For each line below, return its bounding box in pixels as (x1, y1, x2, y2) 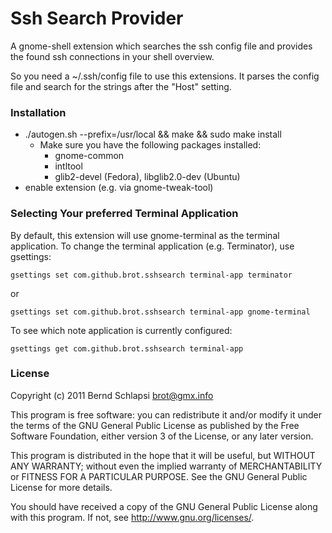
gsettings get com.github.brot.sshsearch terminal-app (10, 343, 244, 354)
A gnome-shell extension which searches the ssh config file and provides (10, 40, 313, 52)
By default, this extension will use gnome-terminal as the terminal (10, 229, 280, 241)
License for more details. (10, 481, 113, 493)
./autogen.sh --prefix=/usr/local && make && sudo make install (24, 128, 282, 141)
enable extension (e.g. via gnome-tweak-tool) (24, 182, 214, 194)
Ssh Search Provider (10, 7, 184, 30)
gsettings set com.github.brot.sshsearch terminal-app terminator (10, 270, 293, 280)
